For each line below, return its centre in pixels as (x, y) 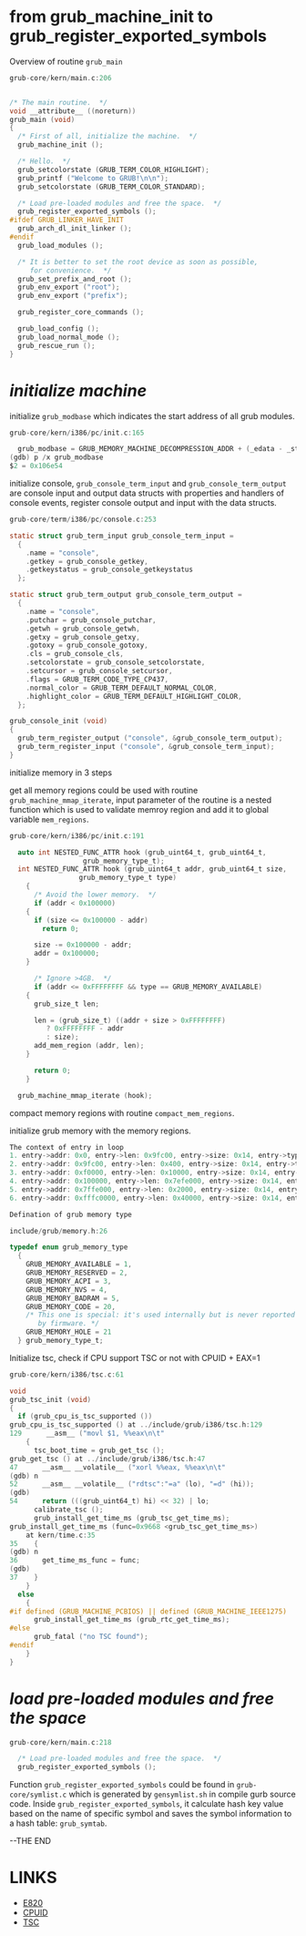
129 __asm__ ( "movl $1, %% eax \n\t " (87, 1434)
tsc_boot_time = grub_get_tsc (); (99, 1450)
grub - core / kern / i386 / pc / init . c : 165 (77, 433)
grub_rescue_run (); (56, 345)
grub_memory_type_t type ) (128, 878)
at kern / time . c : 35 (61, 1535)
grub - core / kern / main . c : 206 (61, 78)
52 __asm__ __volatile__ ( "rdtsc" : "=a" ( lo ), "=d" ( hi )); (132, 1484)
